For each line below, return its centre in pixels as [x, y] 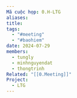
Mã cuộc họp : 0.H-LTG [34, 12]
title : [15, 23]
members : [17, 52]
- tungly [23, 57]
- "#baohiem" [28, 40]
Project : [17, 80]
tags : [13, 29]
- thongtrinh [28, 68]
